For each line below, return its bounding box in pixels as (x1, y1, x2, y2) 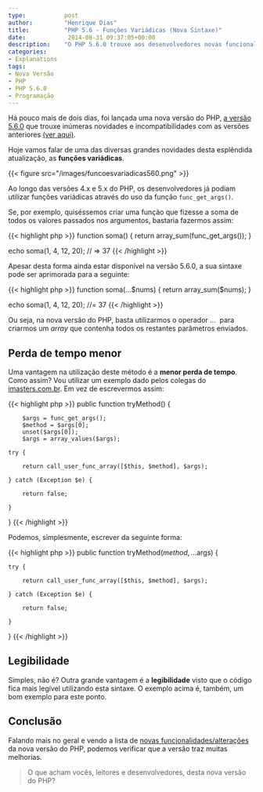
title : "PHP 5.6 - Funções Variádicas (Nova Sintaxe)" (8, 26, 222, 34)
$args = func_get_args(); (22, 414, 107, 422)
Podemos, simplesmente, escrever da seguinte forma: (8, 533, 182, 542)
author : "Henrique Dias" (8, 19, 117, 27)
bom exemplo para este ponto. (8, 692, 107, 701)
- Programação (8, 92, 55, 100)
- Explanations (8, 56, 58, 64)
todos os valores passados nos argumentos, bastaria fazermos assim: (8, 216, 234, 225)
